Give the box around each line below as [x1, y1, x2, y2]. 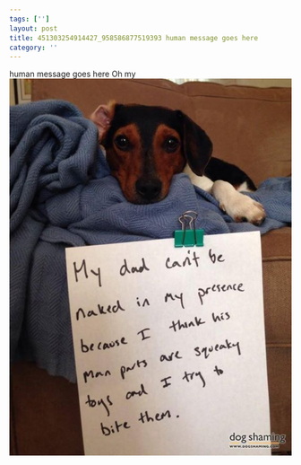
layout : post [9, 23, 58, 33]
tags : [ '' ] [9, 14, 50, 23]
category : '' [9, 43, 58, 52]
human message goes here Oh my [9, 68, 136, 80]
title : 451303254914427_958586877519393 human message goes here [9, 33, 258, 42]
